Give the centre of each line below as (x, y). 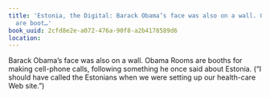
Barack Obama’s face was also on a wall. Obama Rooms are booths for (125, 61)
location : (25, 38)
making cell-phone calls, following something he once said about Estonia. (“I (135, 69)
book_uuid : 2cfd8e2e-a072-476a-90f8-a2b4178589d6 (93, 30)
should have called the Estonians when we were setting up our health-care (132, 77)
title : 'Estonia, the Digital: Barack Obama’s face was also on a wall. (133, 16)
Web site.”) (27, 86)
